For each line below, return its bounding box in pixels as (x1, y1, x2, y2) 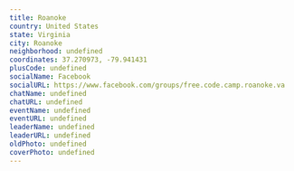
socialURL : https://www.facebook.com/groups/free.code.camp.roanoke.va (9, 81, 285, 90)
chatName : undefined (9, 89, 88, 98)
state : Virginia (9, 30, 71, 39)
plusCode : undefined (9, 64, 88, 73)
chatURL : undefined (9, 97, 83, 107)
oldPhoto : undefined (9, 139, 88, 148)
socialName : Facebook (9, 72, 91, 81)
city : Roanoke (9, 38, 63, 48)
